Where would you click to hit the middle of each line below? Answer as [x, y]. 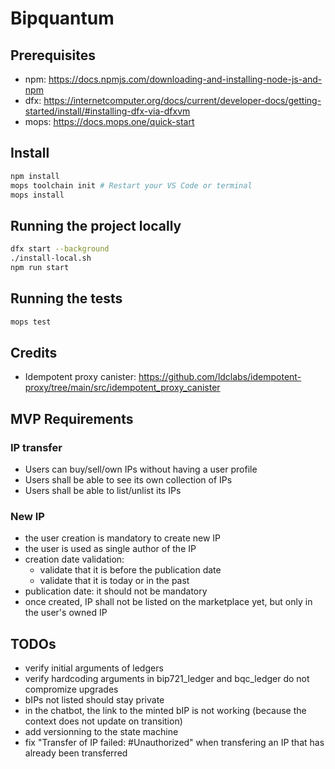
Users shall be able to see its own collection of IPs [128, 480]
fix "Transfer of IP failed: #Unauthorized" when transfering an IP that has [174, 743]
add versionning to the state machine [101, 732]
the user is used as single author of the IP [110, 549]
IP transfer [36, 447]
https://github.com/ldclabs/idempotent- [220, 377]
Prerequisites [53, 55]
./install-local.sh [51, 258]
